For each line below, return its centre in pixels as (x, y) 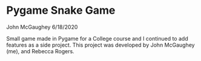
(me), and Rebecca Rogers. (40, 51)
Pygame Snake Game (61, 10)
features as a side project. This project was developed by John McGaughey (100, 45)
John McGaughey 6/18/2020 (42, 27)
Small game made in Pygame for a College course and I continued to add (97, 38)
